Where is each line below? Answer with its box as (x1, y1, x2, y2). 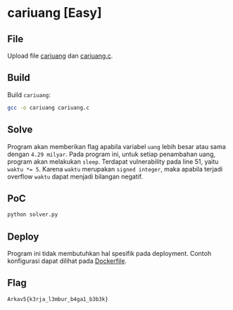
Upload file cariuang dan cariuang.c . (7, 51, 113, 60)
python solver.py (7, 211, 58, 219)
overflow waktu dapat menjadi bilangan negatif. (7, 172, 144, 181)
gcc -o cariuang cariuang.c (7, 104, 90, 111)
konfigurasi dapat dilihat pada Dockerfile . (7, 257, 127, 265)
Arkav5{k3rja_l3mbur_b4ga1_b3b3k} (7, 295, 109, 303)
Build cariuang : (7, 90, 51, 99)
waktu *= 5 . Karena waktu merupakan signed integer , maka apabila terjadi (7, 164, 223, 173)
